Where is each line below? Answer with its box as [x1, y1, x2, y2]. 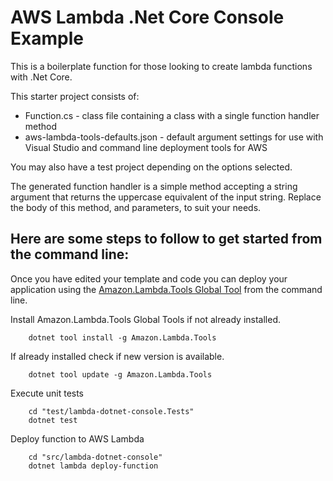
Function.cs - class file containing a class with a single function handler [24, 109, 320, 121]
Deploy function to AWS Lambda [10, 432, 145, 445]
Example [10, 27, 84, 50]
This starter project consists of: [10, 90, 140, 102]
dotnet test [28, 415, 78, 425]
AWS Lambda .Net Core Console [10, 6, 285, 29]
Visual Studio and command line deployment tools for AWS [24, 141, 268, 153]
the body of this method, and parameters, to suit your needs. [10, 201, 262, 213]
